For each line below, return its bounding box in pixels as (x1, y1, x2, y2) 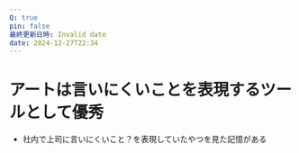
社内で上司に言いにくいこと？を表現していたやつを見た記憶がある (22, 134, 267, 145)
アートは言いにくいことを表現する (9, 80, 261, 100)
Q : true (9, 13, 39, 22)
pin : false (9, 22, 50, 31)
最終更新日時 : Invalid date (9, 30, 106, 39)
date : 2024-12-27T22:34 (9, 38, 99, 48)
